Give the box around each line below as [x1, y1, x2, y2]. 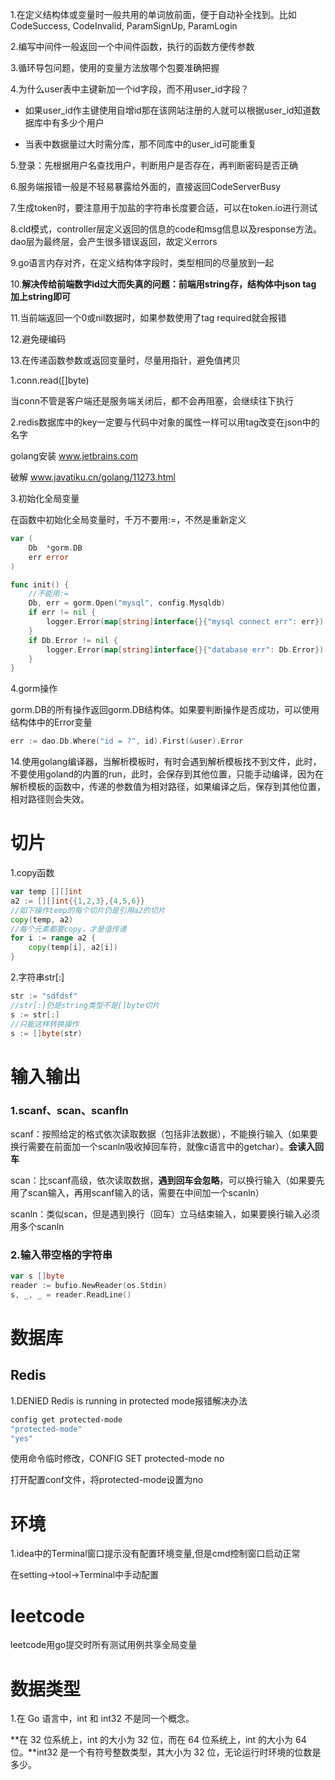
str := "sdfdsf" [10, 991, 78, 1002]
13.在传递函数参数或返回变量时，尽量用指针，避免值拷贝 [10, 354, 242, 366]
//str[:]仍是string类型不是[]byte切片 [10, 1000, 160, 1010]
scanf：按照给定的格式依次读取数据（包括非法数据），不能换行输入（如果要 [10, 1128, 318, 1140]
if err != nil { [28, 608, 97, 618]
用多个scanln [10, 1220, 65, 1232]
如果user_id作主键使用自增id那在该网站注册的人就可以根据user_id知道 [24, 104, 312, 116]
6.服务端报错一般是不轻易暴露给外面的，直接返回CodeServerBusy [10, 181, 282, 192]
